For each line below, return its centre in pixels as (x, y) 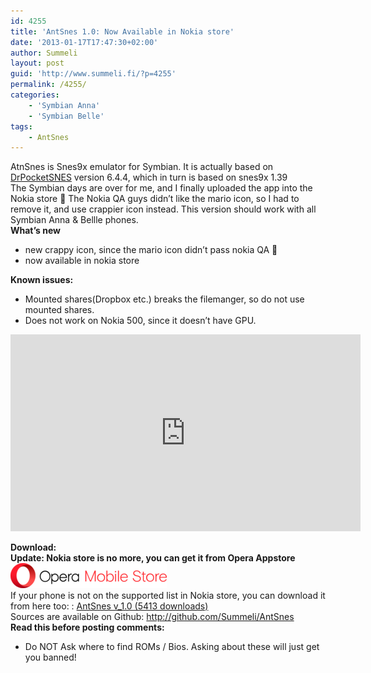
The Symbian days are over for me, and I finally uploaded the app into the (161, 188)
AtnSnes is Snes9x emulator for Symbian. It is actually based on (142, 167)
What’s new (35, 231)
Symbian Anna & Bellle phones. (74, 220)
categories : (35, 95)
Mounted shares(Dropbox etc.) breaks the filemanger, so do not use (164, 299)
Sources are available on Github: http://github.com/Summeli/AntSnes (152, 617)
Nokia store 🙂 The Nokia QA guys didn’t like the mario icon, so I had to (155, 199)
